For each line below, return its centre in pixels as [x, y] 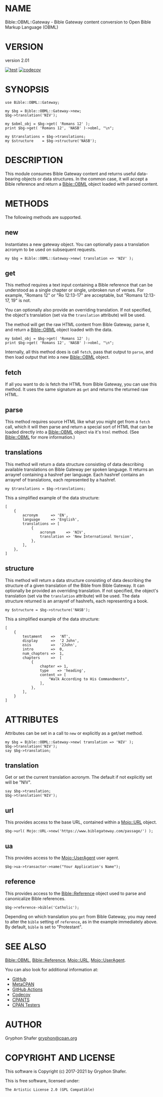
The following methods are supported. [43, 217]
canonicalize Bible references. [35, 898]
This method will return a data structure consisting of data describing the [78, 580]
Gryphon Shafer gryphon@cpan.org [41, 1038]
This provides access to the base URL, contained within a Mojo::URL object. [81, 822]
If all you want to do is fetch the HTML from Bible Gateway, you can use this [81, 384]
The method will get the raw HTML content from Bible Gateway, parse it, [77, 325]
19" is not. [21, 301]
